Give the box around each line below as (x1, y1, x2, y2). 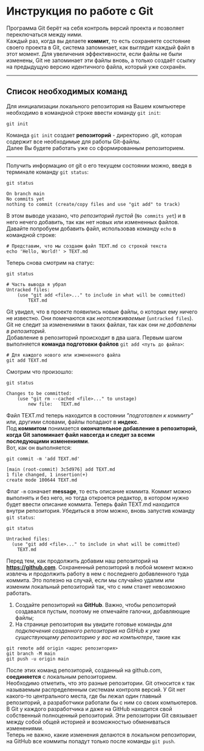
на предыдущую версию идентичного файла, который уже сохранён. (6, 63, 186, 70)
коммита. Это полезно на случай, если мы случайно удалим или (6, 576, 175, 584)
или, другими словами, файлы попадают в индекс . (6, 418, 139, 425)
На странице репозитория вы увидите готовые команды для (15, 620, 172, 628)
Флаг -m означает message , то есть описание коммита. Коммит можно (6, 487, 191, 495)
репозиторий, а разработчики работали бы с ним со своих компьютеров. (6, 699, 198, 706)
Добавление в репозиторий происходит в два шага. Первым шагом (6, 334, 183, 341)
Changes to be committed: (6, 390, 72, 396)
